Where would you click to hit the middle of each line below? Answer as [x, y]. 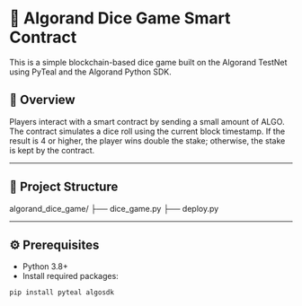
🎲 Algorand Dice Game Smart [120, 18]
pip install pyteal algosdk [62, 293]
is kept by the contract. [52, 150]
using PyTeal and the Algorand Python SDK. [91, 72]
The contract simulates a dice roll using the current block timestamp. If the [147, 131]
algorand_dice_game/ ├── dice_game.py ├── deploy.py [114, 208]
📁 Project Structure [64, 187]
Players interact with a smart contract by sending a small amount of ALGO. [147, 121]
